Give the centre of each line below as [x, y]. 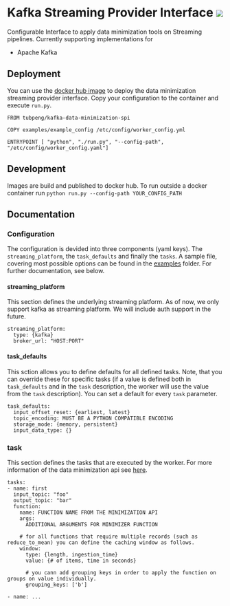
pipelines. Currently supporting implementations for [80, 39]
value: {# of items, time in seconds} [81, 561]
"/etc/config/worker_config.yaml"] [58, 148]
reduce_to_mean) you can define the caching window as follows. [101, 542]
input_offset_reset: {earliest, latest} [72, 412]
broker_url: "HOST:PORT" [49, 341]
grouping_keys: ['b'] [56, 585]
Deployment [34, 74]
